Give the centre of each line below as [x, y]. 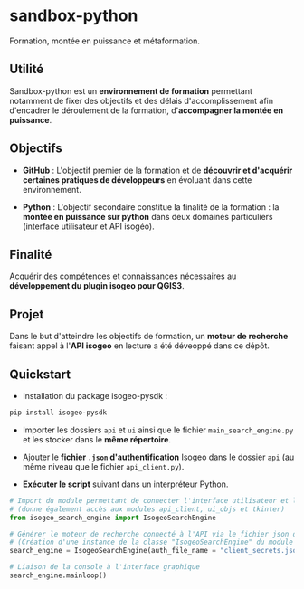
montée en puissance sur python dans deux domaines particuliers [147, 216]
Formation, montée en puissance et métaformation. [105, 41]
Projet [27, 314]
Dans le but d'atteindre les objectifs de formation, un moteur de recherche [149, 337]
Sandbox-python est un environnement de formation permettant [131, 90]
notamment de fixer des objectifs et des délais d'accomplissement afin [142, 100]
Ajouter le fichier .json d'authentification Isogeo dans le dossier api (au [158, 457]
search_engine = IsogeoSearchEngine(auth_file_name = [113, 551]
